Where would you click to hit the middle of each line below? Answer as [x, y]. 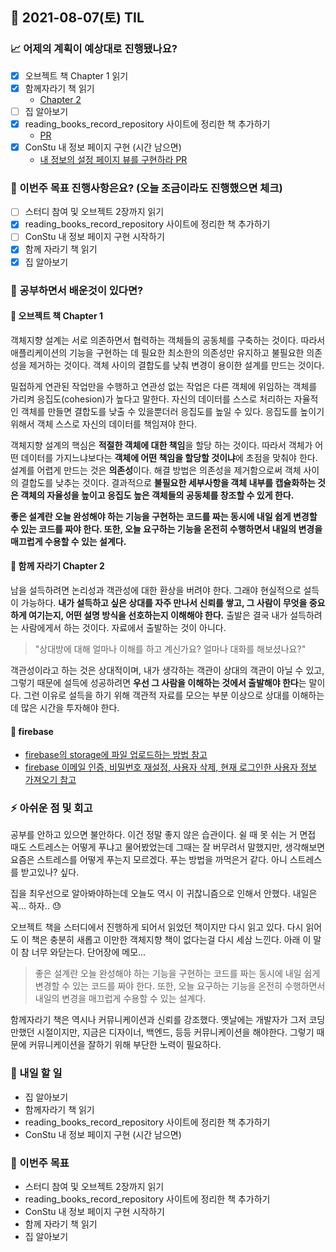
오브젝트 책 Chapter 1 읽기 [76, 75]
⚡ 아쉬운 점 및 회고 [51, 808]
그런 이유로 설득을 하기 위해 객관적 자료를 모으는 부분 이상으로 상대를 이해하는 [174, 695]
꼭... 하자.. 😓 [36, 906]
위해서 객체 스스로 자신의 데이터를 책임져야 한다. [104, 424]
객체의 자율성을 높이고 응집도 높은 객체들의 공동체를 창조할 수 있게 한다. [157, 495]
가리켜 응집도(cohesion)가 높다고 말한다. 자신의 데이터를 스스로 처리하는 [151, 399]
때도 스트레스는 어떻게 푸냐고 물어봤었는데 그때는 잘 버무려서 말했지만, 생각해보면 [168, 847]
